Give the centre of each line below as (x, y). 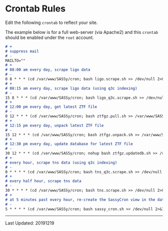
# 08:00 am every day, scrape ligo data (48, 70)
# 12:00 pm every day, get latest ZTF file (51, 107)
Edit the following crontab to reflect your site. (51, 22)
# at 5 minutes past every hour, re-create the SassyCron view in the (80, 200)
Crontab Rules (35, 9)
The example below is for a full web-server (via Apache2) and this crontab (82, 32)
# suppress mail (22, 51)
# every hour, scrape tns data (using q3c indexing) (61, 163)
